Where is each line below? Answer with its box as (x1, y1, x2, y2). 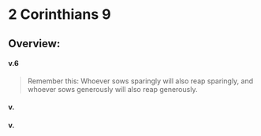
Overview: (8, 37, 61, 50)
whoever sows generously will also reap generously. (27, 84, 198, 94)
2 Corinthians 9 (8, 6, 112, 24)
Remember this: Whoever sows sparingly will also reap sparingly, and (27, 76, 254, 86)
